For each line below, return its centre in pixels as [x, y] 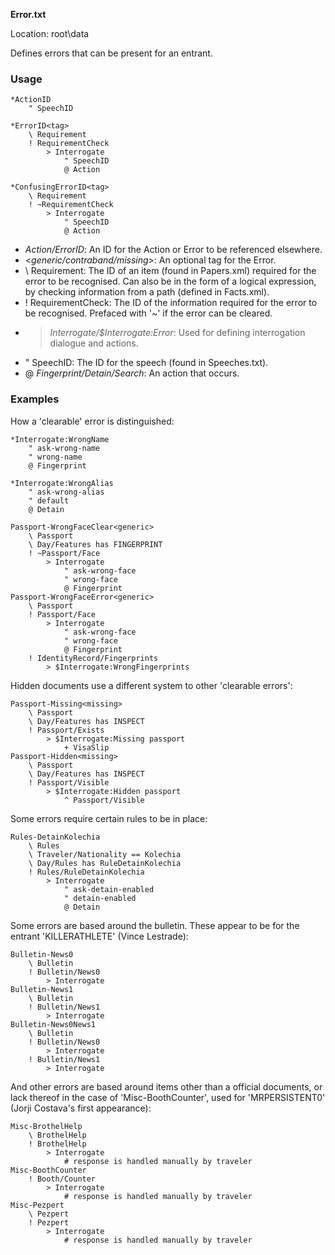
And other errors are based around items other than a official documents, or [166, 1086]
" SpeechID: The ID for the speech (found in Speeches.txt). [146, 363]
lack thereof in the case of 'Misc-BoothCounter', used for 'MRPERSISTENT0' [168, 1097]
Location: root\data [50, 33]
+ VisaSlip [86, 747]
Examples [35, 399]
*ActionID [31, 100]
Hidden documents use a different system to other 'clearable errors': [151, 685]
